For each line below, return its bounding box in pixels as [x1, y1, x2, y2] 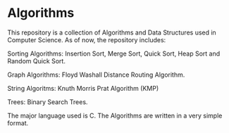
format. [7, 118, 29, 127]
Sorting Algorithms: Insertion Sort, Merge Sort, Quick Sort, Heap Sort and [7, 49, 221, 58]
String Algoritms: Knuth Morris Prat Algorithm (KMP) [7, 84, 159, 92]
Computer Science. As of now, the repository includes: [7, 35, 166, 44]
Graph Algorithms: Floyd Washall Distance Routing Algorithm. [7, 70, 185, 79]
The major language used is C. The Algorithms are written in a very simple [7, 111, 223, 120]
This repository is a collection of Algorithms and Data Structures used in [7, 28, 216, 37]
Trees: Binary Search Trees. [7, 97, 88, 106]
